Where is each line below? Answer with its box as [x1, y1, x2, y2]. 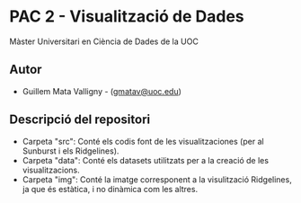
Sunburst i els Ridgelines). [22, 146, 120, 156]
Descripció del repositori [9, 112, 151, 128]
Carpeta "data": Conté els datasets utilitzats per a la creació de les [22, 154, 270, 165]
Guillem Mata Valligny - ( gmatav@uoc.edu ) [22, 85, 182, 96]
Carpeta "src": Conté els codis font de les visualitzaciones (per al [22, 136, 264, 146]
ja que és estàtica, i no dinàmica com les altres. [22, 183, 199, 194]
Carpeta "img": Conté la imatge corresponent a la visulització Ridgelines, [22, 173, 292, 185]
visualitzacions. [22, 164, 81, 175]
